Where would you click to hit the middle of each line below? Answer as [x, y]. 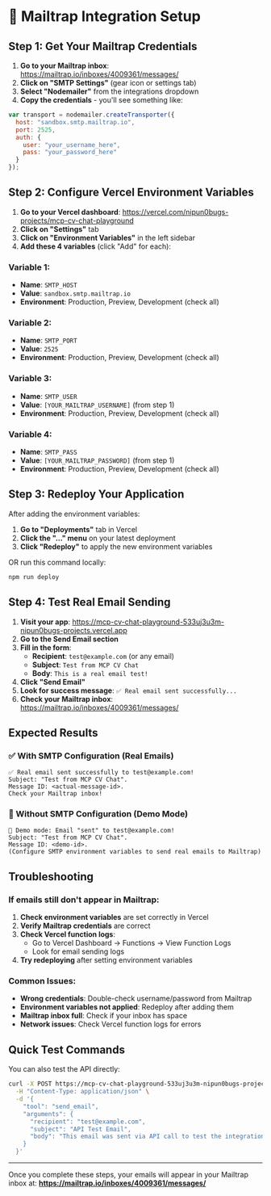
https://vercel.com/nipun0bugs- [175, 212]
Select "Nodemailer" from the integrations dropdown [109, 91]
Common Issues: [42, 981]
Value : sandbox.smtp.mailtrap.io [75, 293]
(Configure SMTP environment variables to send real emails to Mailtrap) [135, 852]
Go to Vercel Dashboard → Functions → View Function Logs [131, 943]
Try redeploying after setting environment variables [106, 960]
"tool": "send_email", [61, 1106]
